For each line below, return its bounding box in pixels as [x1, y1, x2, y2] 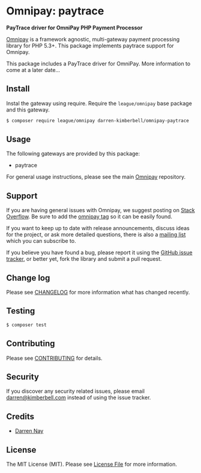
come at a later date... [6, 66, 61, 73]
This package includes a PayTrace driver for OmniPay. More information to [6, 60, 191, 67]
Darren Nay [14, 427, 44, 435]
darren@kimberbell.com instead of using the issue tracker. [6, 394, 151, 401]
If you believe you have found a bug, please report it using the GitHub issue [6, 249, 193, 256]
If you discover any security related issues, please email [6, 388, 145, 395]
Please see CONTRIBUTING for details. [6, 354, 103, 361]
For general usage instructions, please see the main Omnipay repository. [6, 173, 186, 180]
